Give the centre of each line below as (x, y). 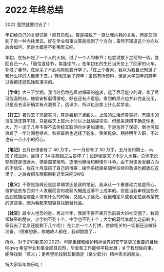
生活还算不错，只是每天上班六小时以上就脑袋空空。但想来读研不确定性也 (82, 121)
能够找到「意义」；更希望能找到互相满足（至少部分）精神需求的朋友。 (74, 254)
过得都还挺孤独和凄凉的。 (31, 82)
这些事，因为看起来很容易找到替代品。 (48, 203)
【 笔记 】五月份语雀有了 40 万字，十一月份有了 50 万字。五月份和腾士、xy (79, 149)
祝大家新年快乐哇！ (24, 264)
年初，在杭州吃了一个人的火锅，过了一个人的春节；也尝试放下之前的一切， (80, 57)
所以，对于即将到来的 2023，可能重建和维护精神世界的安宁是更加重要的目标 (82, 242)
